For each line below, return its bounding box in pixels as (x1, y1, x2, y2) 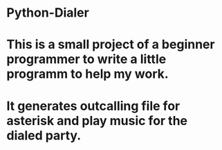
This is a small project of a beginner (6, 37, 215, 53)
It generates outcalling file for (6, 98, 181, 114)
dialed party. (6, 127, 82, 143)
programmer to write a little (6, 51, 167, 67)
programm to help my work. (6, 66, 169, 82)
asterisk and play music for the (6, 112, 188, 128)
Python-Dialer (6, 5, 89, 21)
